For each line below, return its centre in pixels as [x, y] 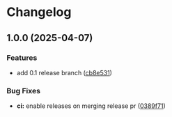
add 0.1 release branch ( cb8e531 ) [64, 72]
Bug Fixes [24, 91]
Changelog [39, 12]
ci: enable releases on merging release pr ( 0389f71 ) [91, 106]
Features [22, 58]
